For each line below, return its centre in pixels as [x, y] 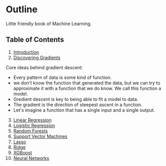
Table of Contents [35, 40]
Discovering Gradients [37, 57]
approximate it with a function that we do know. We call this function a [87, 88]
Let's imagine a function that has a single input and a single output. [84, 110]
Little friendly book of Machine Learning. [49, 24]
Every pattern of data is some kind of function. [62, 77]
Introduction [26, 52]
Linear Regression [32, 120]
